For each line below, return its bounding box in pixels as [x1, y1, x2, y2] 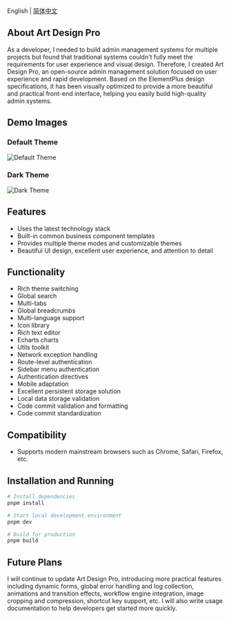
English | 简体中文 [7, 7, 58, 14]
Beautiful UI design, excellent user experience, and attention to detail [17, 246, 214, 255]
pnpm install [7, 500, 45, 507]
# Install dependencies [7, 493, 76, 500]
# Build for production [7, 531, 76, 538]
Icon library [17, 321, 50, 330]
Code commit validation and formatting [17, 402, 129, 410]
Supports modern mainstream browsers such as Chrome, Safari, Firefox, [17, 448, 223, 456]
